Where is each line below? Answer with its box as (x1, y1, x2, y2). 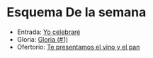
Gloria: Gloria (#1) (16, 35, 69, 43)
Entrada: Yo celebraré (16, 28, 81, 36)
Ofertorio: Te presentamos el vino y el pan (16, 42, 140, 51)
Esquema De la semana (6, 4, 147, 21)
